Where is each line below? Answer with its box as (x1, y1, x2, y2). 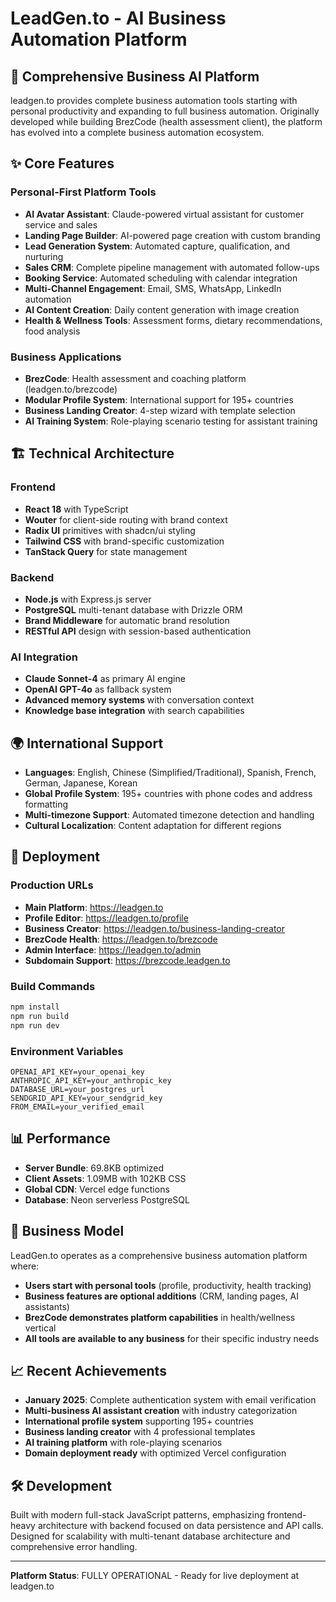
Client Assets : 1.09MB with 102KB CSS (24, 1172, 187, 1184)
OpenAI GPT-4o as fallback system (24, 683, 172, 696)
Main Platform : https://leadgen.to (24, 901, 164, 913)
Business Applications (10, 350, 122, 364)
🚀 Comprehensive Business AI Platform (10, 68, 260, 85)
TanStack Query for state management (24, 545, 188, 557)
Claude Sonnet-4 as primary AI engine (24, 673, 186, 685)
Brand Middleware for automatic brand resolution (24, 614, 230, 626)
